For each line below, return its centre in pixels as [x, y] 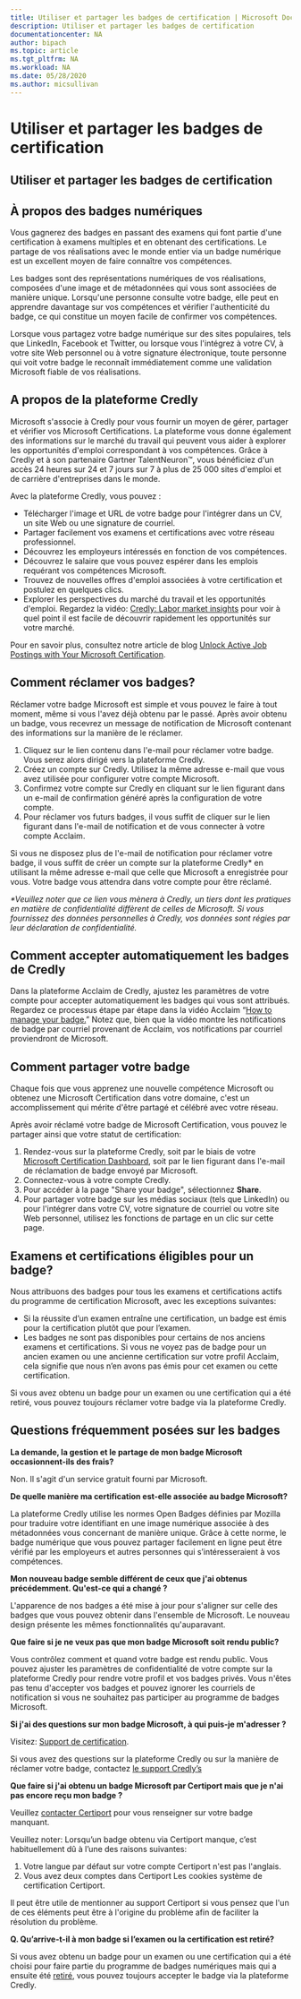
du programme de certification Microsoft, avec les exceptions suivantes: [143, 1301]
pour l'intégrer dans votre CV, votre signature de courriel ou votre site [151, 1209]
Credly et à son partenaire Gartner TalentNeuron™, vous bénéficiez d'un [142, 459]
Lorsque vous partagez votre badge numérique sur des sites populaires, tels [150, 334]
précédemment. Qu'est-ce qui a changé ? [89, 1588]
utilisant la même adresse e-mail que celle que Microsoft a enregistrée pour [149, 872]
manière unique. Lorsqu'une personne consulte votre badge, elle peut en [145, 297]
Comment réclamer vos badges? [103, 683]
